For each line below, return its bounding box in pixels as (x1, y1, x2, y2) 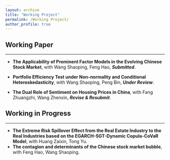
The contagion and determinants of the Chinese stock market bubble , (12, 143, 162, 150)
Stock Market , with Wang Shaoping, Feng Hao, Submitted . (12, 64, 136, 70)
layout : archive (5, 7, 39, 13)
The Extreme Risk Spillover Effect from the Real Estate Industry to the (12, 127, 161, 134)
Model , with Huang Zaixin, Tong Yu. (12, 138, 88, 144)
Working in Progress (5, 109, 71, 118)
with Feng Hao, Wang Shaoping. (12, 149, 80, 155)
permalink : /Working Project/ (5, 17, 69, 22)
